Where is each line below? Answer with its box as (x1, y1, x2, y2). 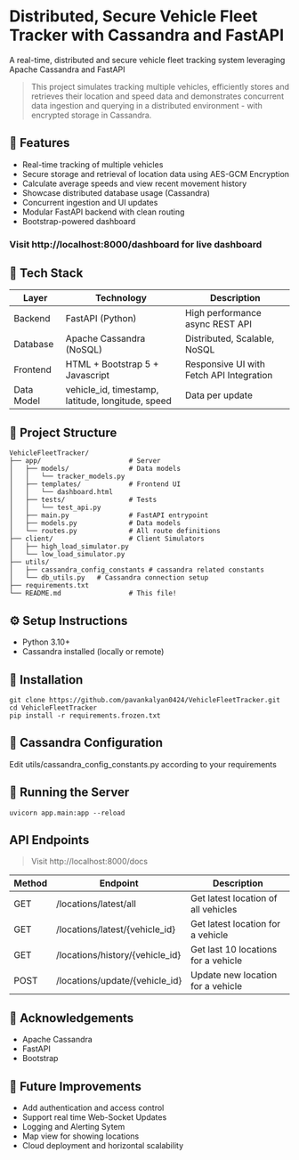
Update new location (190, 969, 278, 981)
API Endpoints (9, 832, 90, 848)
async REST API (185, 318, 252, 330)
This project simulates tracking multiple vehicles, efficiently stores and (30, 81, 289, 92)
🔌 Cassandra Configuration (9, 735, 163, 750)
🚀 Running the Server (9, 785, 130, 800)
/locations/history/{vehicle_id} (56, 949, 182, 961)
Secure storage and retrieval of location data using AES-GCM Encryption (21, 168, 290, 179)
